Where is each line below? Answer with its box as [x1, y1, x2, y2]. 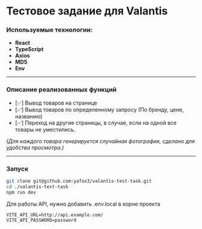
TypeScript [14, 46, 44, 53]
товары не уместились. [14, 126, 76, 133]
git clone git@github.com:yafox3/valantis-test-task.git [6, 179, 152, 185]
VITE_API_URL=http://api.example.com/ [6, 212, 103, 218]
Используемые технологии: [6, 26, 93, 34]
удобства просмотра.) [6, 144, 64, 151]
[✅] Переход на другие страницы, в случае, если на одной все [14, 119, 177, 126]
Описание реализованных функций [6, 85, 117, 94]
